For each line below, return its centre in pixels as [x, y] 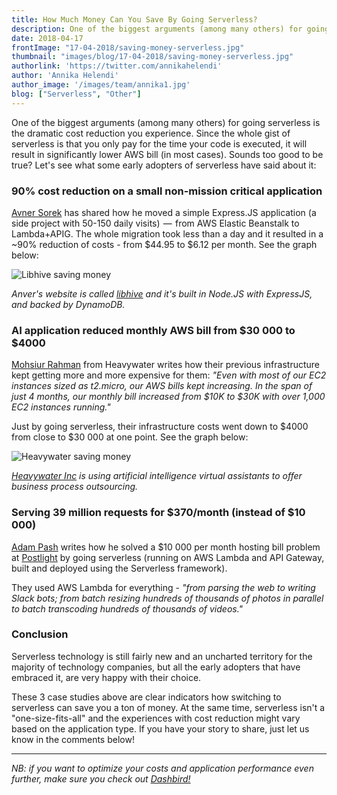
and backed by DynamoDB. [68, 304]
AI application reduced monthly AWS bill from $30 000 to [153, 330]
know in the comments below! [73, 739]
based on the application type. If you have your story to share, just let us [160, 728]
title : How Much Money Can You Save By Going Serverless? [134, 19]
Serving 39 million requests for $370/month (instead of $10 [158, 513]
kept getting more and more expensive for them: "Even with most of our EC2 [169, 375]
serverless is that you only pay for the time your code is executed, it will [159, 143]
